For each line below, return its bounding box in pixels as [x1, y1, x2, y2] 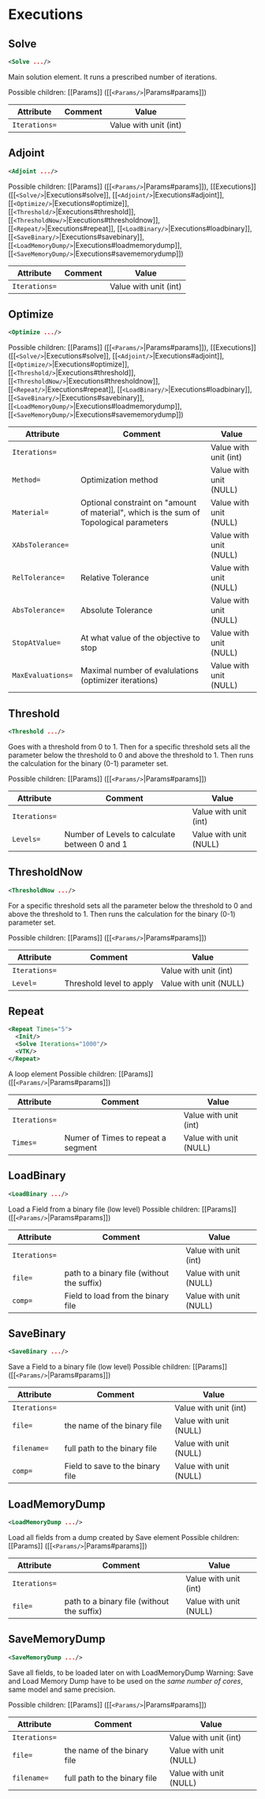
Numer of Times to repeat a [64, 1132, 167, 1143]
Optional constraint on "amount [80, 498, 197, 509]
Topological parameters [80, 517, 169, 528]
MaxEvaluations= [12, 671, 73, 680]
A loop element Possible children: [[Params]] [8, 1069, 154, 1079]
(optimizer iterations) [80, 675, 159, 686]
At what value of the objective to [80, 633, 200, 644]
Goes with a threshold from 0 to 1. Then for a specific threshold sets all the [8, 742, 251, 751]
